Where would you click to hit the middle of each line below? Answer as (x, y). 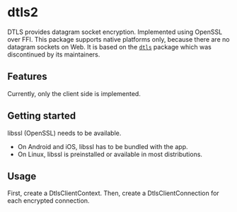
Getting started (42, 116)
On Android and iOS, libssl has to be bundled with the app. (103, 146)
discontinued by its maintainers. (54, 54)
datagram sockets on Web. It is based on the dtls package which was (110, 47)
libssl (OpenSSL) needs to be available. (64, 133)
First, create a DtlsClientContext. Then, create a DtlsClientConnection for (113, 193)
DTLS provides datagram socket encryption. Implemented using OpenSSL (115, 32)
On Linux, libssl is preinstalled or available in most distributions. (110, 154)
